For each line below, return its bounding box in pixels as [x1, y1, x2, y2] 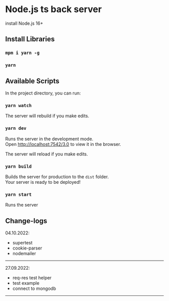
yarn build [5, 163, 32, 169]
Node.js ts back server [5, 4, 102, 15]
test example [12, 280, 40, 286]
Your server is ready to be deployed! [5, 179, 81, 185]
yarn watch [5, 103, 32, 108]
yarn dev [5, 125, 27, 131]
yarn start [5, 191, 32, 197]
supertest [12, 239, 33, 245]
